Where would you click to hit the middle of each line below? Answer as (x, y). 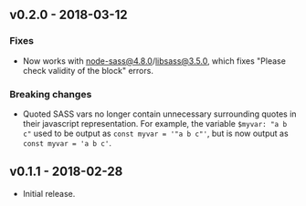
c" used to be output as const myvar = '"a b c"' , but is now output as (156, 133)
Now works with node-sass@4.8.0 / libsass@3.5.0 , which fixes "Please (154, 61)
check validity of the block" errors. (88, 70)
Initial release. (49, 193)
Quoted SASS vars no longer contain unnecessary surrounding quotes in (159, 114)
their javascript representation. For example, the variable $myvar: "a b (155, 123)
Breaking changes (51, 94)
